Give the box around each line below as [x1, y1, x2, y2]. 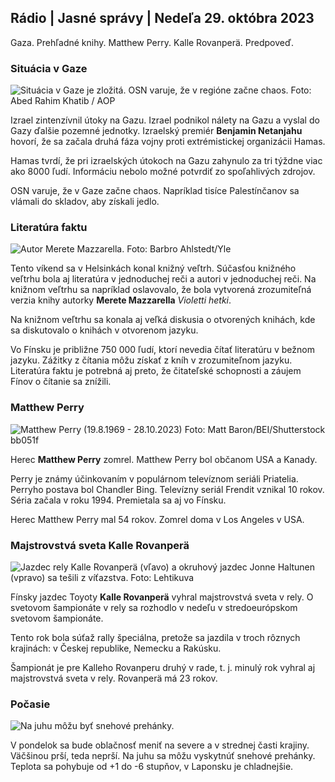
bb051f [10, 434, 40, 446]
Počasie [10, 697, 51, 711]
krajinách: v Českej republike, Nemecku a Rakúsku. [10, 642, 222, 654]
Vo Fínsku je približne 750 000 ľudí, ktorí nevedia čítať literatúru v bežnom [10, 344, 315, 356]
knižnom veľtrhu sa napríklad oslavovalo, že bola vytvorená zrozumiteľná [10, 284, 312, 296]
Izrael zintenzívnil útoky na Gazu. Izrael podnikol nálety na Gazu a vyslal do [10, 114, 320, 126]
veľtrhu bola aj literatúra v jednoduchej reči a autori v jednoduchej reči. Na [10, 273, 317, 285]
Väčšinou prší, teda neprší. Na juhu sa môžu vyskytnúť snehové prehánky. [10, 750, 316, 762]
